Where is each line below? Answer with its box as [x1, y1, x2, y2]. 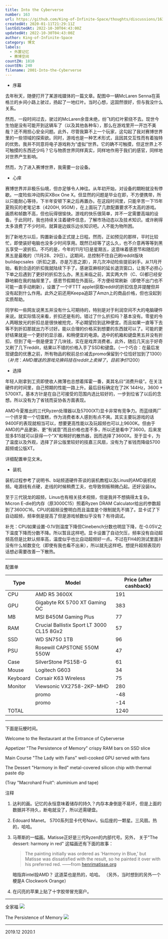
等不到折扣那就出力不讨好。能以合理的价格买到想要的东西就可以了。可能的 [5, 326, 158, 332]
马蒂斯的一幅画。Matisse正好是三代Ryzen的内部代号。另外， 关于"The [12, 834, 158, 840]
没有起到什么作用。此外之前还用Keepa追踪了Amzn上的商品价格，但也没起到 [5, 290, 161, 296]
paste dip [5, 770, 25, 776]
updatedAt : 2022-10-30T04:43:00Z [5, 31, 75, 36]
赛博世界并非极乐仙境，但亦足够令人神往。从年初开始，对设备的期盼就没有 [5, 186, 158, 191]
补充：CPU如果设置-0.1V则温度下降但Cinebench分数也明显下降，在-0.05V [5, 524, 158, 529]
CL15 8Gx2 [35, 628, 63, 635]
